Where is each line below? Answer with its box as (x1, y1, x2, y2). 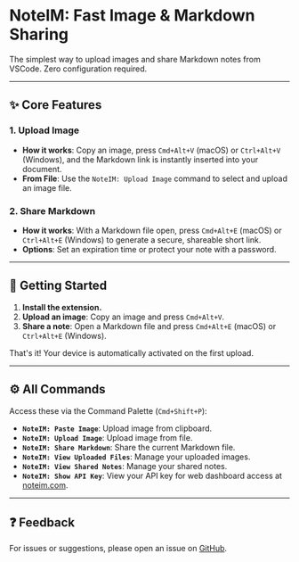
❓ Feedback (9, 515, 76, 530)
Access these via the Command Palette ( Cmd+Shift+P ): (9, 405, 207, 416)
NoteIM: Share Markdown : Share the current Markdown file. (21, 442, 236, 452)
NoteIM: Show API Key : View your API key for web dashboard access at (21, 470, 283, 481)
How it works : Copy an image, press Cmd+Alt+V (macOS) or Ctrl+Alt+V (21, 145, 281, 155)
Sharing (9, 24, 69, 45)
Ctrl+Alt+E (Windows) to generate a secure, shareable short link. (21, 234, 262, 245)
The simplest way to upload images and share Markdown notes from (9, 54, 261, 64)
